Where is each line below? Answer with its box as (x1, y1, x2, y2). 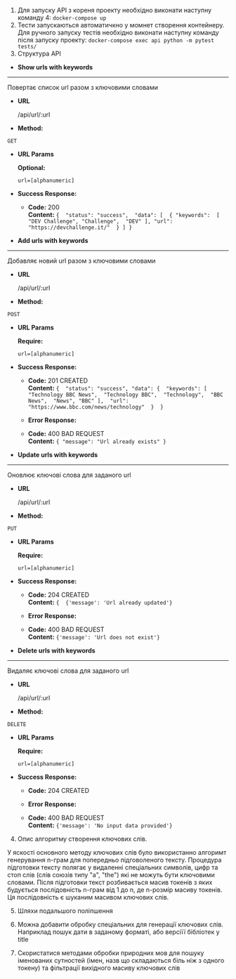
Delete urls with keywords (17, 646, 96, 655)
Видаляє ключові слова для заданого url (7, 666, 129, 675)
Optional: (17, 164, 46, 171)
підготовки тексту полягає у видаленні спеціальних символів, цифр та (7, 863, 218, 872)
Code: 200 (27, 203, 60, 211)
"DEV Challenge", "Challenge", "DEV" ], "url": (27, 218, 173, 225)
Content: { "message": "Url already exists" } (27, 437, 166, 445)
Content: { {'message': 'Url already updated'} (27, 598, 173, 606)
